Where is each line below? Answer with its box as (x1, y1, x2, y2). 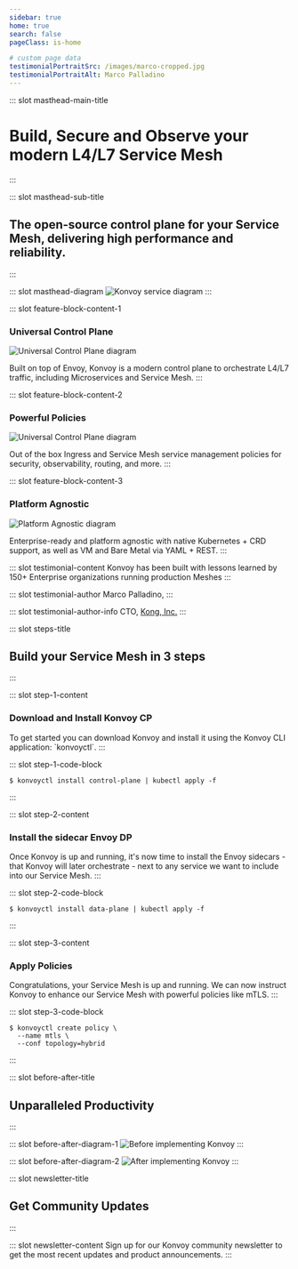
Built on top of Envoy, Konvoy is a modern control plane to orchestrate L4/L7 (9, 362, 289, 373)
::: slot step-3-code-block (9, 1007, 104, 1017)
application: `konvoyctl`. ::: (9, 742, 106, 752)
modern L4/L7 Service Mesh (9, 145, 224, 165)
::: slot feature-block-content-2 (9, 389, 123, 400)
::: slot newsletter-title (9, 1173, 89, 1184)
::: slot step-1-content (9, 690, 88, 701)
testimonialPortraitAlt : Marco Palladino (9, 70, 165, 80)
